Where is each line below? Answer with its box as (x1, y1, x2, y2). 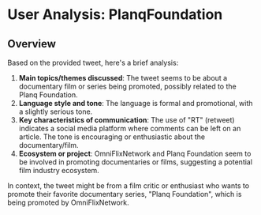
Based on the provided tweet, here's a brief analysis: (7, 58, 179, 67)
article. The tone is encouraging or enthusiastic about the (18, 132, 206, 141)
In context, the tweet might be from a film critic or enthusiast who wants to (7, 181, 250, 190)
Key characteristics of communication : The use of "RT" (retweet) (18, 115, 235, 124)
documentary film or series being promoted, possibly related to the (18, 81, 237, 91)
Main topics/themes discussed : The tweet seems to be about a (18, 74, 228, 82)
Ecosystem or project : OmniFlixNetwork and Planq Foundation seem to (18, 149, 252, 158)
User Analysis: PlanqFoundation (7, 6, 223, 24)
